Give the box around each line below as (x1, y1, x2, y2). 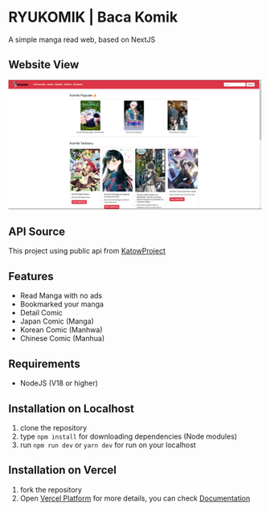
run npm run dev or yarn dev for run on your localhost (19, 439, 197, 450)
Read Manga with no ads (19, 291, 103, 301)
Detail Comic (19, 308, 63, 318)
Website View (8, 58, 80, 72)
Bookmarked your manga (19, 299, 104, 309)
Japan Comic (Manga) (19, 316, 95, 326)
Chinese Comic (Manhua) (19, 334, 105, 344)
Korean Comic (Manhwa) (19, 325, 103, 335)
